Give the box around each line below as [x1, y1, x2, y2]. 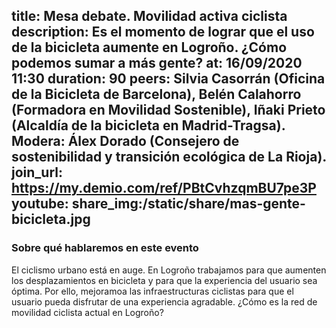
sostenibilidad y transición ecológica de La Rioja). [11, 149, 327, 166]
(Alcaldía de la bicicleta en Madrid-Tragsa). [11, 117, 286, 134]
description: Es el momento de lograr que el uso [11, 24, 315, 41]
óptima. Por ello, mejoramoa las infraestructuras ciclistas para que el [11, 285, 294, 297]
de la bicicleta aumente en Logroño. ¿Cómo [11, 39, 288, 56]
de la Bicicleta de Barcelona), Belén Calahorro [11, 86, 302, 103]
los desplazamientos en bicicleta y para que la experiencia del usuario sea [11, 274, 318, 286]
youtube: [11, 195, 69, 213]
